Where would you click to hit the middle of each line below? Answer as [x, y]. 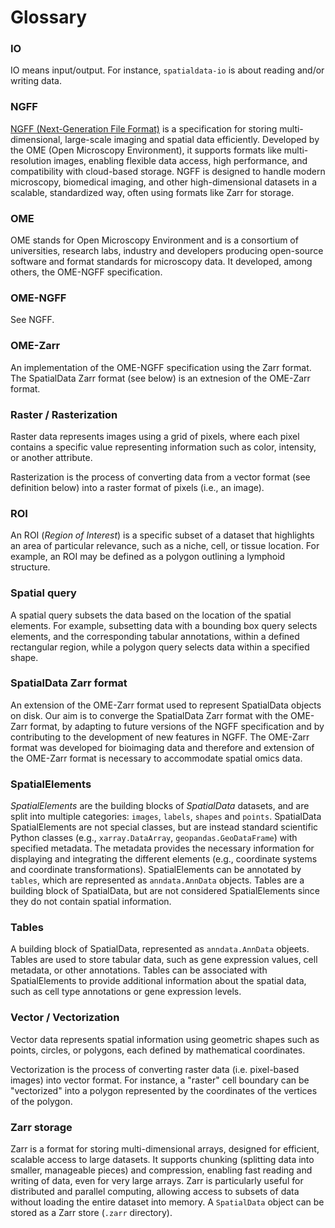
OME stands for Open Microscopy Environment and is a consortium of [154, 240]
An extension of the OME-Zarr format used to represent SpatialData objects [166, 705]
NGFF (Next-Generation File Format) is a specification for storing [144, 128]
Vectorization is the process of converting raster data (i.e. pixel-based [155, 1069]
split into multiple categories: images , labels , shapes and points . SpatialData [166, 817]
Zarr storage [41, 1127]
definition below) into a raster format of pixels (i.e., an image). [137, 487]
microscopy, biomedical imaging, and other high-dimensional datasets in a [164, 182]
